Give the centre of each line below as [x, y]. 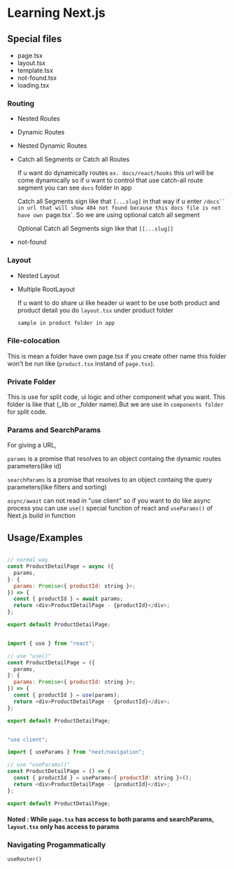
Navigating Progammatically [57, 845]
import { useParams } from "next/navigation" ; [76, 752]
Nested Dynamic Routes [52, 146]
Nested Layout [38, 275]
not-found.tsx [37, 78]
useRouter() [24, 859]
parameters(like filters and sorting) [57, 487]
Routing [21, 103]
